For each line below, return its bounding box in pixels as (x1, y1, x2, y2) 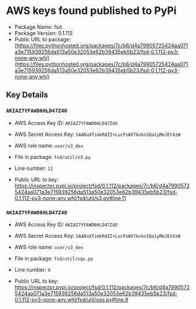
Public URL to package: (14, 36, 71, 43)
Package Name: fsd (14, 23, 62, 30)
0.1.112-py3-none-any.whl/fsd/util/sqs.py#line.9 (14, 296, 128, 303)
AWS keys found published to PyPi (6, 4, 177, 18)
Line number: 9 (14, 266, 51, 273)
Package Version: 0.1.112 (14, 29, 73, 36)
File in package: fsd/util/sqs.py (14, 255, 93, 262)
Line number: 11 (14, 165, 54, 172)
